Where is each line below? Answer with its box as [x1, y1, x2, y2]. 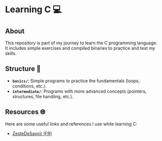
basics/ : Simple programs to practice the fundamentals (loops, [12, 77, 140, 84]
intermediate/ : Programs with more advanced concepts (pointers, [12, 88, 147, 94]
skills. [5, 50, 17, 56]
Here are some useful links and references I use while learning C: [5, 121, 138, 127]
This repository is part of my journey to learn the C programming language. [5, 40, 158, 46]
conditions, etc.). [12, 83, 47, 89]
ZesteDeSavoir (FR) [12, 130, 52, 136]
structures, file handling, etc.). [12, 93, 74, 99]
